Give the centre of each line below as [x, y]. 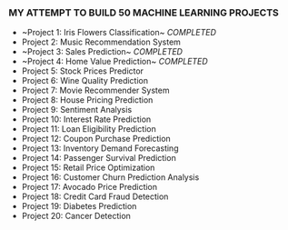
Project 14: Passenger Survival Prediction [99, 158]
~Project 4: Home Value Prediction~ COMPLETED [114, 62]
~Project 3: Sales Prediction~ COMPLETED [102, 52]
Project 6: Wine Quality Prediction [85, 81]
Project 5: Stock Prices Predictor [83, 71]
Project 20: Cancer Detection [76, 216]
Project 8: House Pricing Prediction [87, 100]
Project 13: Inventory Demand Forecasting [100, 148]
